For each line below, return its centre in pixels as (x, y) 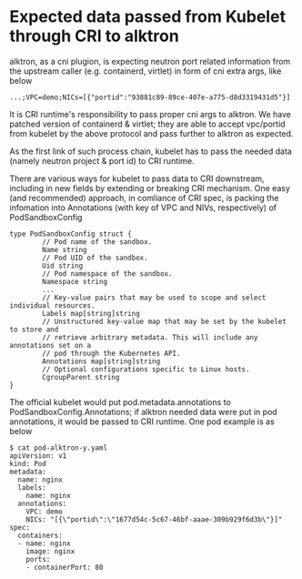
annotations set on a (50, 345)
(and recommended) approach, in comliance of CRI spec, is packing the (144, 198)
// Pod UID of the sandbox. (95, 258)
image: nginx (50, 551)
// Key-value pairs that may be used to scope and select (154, 298)
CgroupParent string (81, 377)
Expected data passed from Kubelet (148, 17)
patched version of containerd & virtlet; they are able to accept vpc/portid (147, 124)
